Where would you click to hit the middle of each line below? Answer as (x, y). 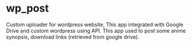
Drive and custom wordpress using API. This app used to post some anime (96, 30)
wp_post (28, 8)
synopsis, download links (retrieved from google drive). (73, 37)
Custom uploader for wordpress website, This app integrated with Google (95, 24)
